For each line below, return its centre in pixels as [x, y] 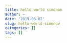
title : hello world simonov [34, 10]
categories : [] [21, 28]
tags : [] [14, 33]
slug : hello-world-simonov [33, 23]
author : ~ [15, 14]
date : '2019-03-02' [25, 19]
